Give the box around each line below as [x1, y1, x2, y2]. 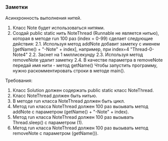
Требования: [5, 77, 33, 84]
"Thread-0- [130, 46, 154, 53]
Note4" [12, 52, 28, 58]
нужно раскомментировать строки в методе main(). [12, 68, 125, 74]
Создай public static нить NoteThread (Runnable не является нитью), [12, 30, 159, 36]
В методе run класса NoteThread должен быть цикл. [12, 98, 125, 104]
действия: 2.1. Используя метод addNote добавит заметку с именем [12, 41, 160, 47]
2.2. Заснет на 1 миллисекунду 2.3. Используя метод [28, 52, 143, 58]
